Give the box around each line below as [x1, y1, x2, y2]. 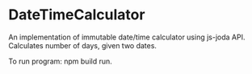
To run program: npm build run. [8, 56, 113, 66]
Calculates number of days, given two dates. [8, 40, 157, 50]
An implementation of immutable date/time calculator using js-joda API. [8, 32, 246, 42]
